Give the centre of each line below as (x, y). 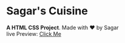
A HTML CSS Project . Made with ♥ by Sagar (63, 27)
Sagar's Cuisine (47, 11)
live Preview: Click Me (34, 33)
